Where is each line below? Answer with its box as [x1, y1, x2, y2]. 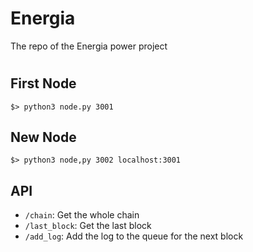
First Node [10, 75, 77, 92]
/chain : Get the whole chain [24, 209, 140, 221]
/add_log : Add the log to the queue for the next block [24, 230, 244, 242]
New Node [10, 128, 77, 146]
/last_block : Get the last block [24, 220, 152, 232]
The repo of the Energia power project [10, 40, 168, 52]
